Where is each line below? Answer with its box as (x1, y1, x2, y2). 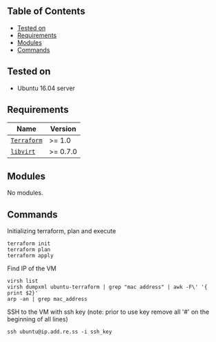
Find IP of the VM (7, 264, 56, 272)
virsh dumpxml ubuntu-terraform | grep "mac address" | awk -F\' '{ (7, 284, 208, 291)
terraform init (7, 240, 51, 247)
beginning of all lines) (7, 315, 69, 323)
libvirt (10, 148, 36, 156)
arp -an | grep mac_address (7, 296, 88, 303)
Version (50, 124, 77, 133)
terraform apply (7, 253, 54, 259)
